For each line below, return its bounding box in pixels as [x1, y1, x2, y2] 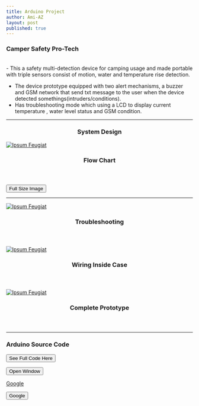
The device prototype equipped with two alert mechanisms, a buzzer [14, 82, 184, 89]
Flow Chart [83, 156, 116, 164]
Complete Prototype [69, 303, 130, 312]
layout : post [6, 20, 38, 25]
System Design [77, 128, 122, 136]
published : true [6, 25, 46, 31]
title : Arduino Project [6, 8, 65, 15]
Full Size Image [9, 185, 43, 191]
